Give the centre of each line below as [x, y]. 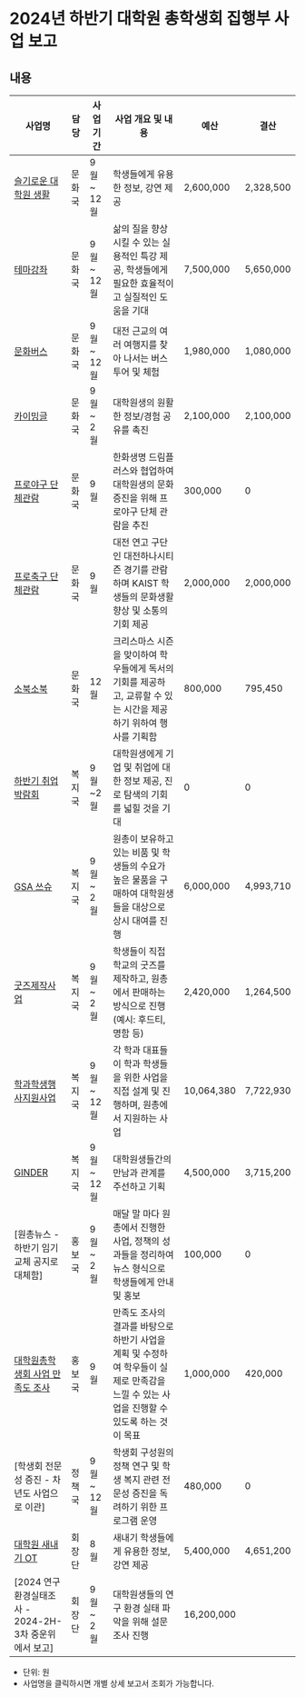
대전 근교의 [135, 331]
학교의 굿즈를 [139, 965]
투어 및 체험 [137, 372]
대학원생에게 [138, 754]
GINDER [31, 1172]
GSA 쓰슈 [33, 887]
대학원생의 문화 [143, 484]
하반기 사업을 [139, 1340]
